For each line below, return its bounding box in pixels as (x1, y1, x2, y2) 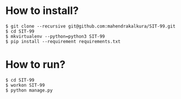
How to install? (5, 4, 79, 17)
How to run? (5, 58, 65, 71)
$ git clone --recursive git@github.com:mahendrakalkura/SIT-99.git (5, 23, 176, 29)
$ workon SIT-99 (5, 82, 45, 88)
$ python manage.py (5, 87, 53, 93)
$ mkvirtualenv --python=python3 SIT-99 (5, 33, 106, 39)
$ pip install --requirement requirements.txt (5, 38, 121, 44)
